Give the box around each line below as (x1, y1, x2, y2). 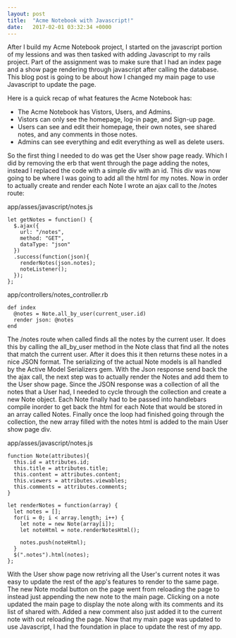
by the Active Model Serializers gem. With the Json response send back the (7, 365, 228, 374)
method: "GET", (20, 235, 65, 242)
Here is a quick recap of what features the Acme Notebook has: (7, 94, 192, 102)
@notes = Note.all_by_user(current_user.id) (13, 310, 147, 318)
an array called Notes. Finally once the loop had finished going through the (7, 410, 225, 419)
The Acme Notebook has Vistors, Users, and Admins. (17, 107, 173, 117)
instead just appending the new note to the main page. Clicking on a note (7, 593, 220, 601)
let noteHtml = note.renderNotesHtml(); (20, 527, 140, 534)
